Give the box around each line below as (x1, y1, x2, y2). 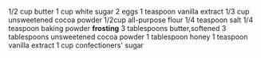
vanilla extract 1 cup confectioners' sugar (8, 41, 144, 50)
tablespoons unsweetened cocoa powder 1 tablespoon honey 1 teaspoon (8, 32, 248, 41)
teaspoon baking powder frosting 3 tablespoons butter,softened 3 (8, 24, 227, 33)
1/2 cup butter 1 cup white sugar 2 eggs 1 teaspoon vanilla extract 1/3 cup (8, 7, 250, 16)
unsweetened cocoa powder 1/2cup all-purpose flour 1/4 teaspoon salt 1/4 (8, 15, 254, 25)
